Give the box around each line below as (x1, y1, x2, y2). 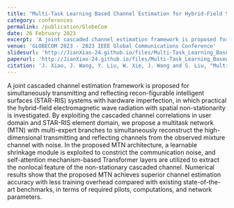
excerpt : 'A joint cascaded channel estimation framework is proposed (7, 36, 217, 43)
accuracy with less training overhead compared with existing (7, 177, 182, 186)
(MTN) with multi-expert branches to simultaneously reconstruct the (7, 126, 203, 134)
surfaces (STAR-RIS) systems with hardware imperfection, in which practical (7, 96, 227, 105)
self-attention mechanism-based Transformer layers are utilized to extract (7, 155, 219, 164)
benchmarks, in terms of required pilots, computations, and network (16, 185, 212, 193)
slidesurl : (7, 50, 39, 57)
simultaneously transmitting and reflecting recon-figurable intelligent (7, 89, 204, 97)
